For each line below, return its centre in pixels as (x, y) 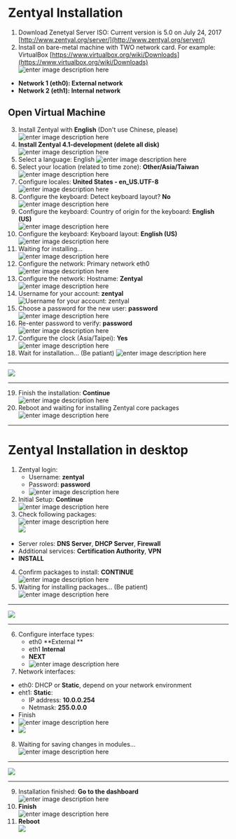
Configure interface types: (56, 634)
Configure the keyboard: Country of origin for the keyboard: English (116, 211)
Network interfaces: (47, 671)
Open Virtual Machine (57, 112)
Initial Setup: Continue (50, 499)
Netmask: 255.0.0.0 (58, 707)
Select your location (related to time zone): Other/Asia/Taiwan (108, 167)
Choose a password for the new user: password (88, 308)
